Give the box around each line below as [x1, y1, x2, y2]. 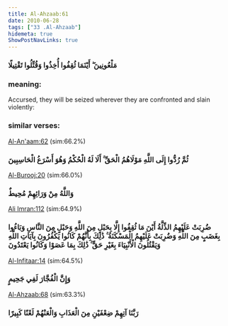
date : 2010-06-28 [8, 17, 59, 24]
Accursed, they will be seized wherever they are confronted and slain [8, 95, 211, 104]
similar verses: [8, 121, 60, 131]
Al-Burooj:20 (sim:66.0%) [8, 170, 83, 179]
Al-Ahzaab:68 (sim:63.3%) [8, 290, 86, 298]
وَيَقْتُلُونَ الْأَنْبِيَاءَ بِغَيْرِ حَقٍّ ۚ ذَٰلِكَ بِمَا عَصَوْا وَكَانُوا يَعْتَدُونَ [8, 240, 161, 250]
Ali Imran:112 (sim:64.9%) [8, 205, 82, 213]
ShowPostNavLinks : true [8, 37, 79, 44]
